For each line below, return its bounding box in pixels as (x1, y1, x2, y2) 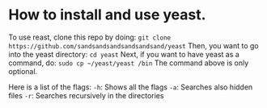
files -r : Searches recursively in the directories (8, 90, 164, 100)
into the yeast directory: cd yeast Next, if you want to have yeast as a (8, 49, 240, 59)
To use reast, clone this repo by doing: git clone (8, 32, 172, 42)
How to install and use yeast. (8, 6, 206, 24)
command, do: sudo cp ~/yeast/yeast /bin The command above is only (8, 58, 249, 68)
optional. (8, 66, 38, 76)
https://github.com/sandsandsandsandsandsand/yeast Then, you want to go (8, 40, 259, 50)
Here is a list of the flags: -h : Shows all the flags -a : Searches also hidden (8, 82, 253, 92)
